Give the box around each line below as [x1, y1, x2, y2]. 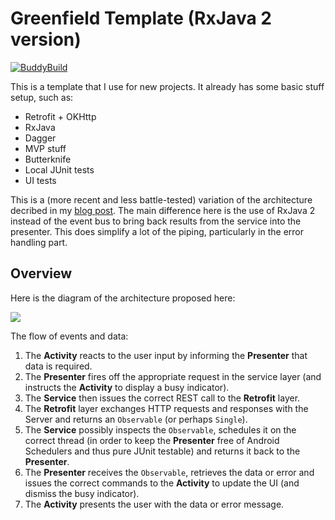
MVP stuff [24, 142, 67, 154]
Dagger [24, 132, 57, 144]
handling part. [10, 236, 68, 248]
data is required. [24, 360, 93, 372]
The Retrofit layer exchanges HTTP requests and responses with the [24, 402, 309, 414]
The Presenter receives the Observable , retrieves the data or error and [24, 466, 315, 478]
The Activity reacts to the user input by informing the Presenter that [24, 349, 308, 361]
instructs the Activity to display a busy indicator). [24, 381, 230, 393]
